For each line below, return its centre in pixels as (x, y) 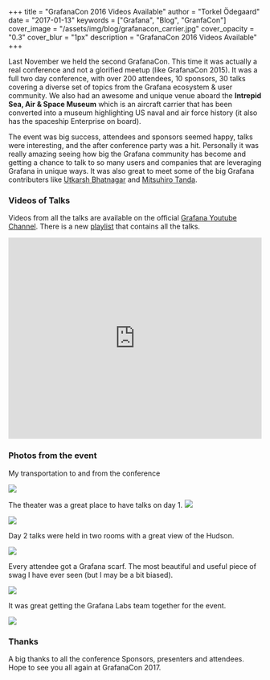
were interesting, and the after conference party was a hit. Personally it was (134, 145)
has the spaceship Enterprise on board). (75, 121)
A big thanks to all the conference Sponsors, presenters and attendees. (127, 658)
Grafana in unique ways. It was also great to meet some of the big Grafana (131, 171)
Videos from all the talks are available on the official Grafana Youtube (123, 218)
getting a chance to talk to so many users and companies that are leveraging (135, 163)
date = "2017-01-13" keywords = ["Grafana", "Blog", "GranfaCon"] (117, 20)
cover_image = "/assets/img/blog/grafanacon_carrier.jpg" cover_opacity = (131, 29)
